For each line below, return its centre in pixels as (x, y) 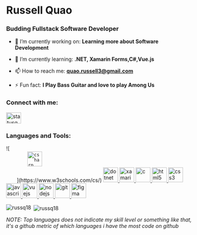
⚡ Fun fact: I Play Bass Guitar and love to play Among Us (85, 85)
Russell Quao (39, 10)
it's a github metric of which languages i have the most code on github (93, 226)
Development (32, 48)
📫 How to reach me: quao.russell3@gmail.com (74, 71)
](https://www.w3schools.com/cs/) (59, 180)
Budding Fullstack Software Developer (63, 29)
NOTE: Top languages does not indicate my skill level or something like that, (99, 220)
